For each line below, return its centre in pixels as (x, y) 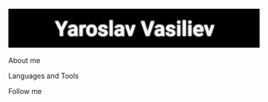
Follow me (25, 91)
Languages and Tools (44, 76)
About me (24, 60)
